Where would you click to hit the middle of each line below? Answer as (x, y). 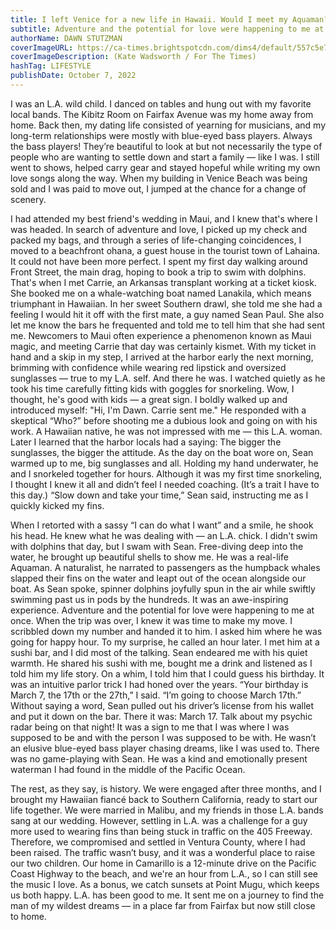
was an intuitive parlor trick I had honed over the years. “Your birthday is (159, 684)
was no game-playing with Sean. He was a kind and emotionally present (159, 758)
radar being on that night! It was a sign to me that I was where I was (150, 727)
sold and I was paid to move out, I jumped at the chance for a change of (158, 188)
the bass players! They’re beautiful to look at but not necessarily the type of (166, 146)
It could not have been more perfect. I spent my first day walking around (159, 261)
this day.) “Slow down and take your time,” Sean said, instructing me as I (159, 495)
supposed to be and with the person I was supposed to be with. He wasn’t (163, 737)
